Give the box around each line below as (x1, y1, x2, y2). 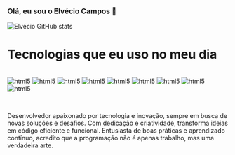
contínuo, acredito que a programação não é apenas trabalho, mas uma (7, 134, 215, 142)
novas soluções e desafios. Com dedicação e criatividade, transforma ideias (7, 119, 228, 128)
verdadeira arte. (7, 141, 54, 149)
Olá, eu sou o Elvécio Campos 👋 (7, 6, 117, 16)
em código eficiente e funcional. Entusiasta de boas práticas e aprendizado (7, 126, 226, 135)
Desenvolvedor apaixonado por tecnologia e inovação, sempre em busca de (7, 112, 228, 120)
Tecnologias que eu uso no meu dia (7, 47, 217, 62)
